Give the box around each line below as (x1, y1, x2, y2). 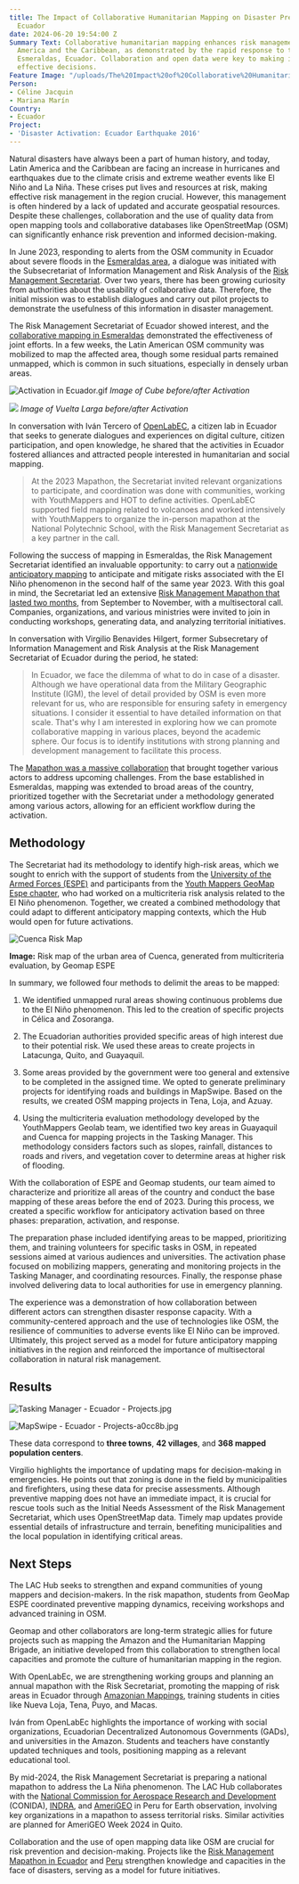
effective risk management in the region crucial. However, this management (9, 191, 287, 201)
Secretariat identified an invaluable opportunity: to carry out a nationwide (9, 559, 278, 570)
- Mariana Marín (9, 95, 69, 105)
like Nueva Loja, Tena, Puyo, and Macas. (9, 1700, 158, 1710)
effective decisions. (17, 63, 98, 72)
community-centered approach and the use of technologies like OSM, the (9, 1316, 279, 1326)
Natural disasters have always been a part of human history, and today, (9, 153, 271, 164)
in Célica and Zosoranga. (21, 1013, 115, 1024)
